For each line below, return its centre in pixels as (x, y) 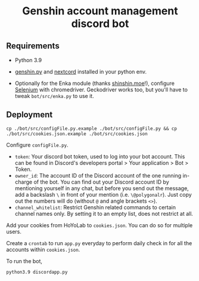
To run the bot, (24, 261)
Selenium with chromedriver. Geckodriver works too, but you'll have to (101, 90)
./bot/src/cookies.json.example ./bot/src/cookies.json (77, 134)
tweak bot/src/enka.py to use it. (54, 96)
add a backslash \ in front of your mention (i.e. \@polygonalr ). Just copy (103, 194)
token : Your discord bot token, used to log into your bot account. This (100, 156)
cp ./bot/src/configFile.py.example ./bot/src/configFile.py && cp (92, 129)
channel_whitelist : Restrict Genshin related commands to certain (95, 207)
